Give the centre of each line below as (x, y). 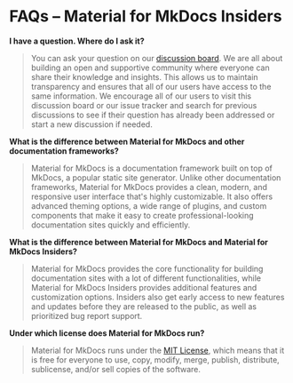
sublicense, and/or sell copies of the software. (116, 369)
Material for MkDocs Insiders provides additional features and (144, 287)
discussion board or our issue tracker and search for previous (144, 105)
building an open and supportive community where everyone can (150, 68)
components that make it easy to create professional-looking (143, 215)
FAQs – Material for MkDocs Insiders (146, 16)
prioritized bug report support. (87, 315)
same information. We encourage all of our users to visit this (141, 96)
